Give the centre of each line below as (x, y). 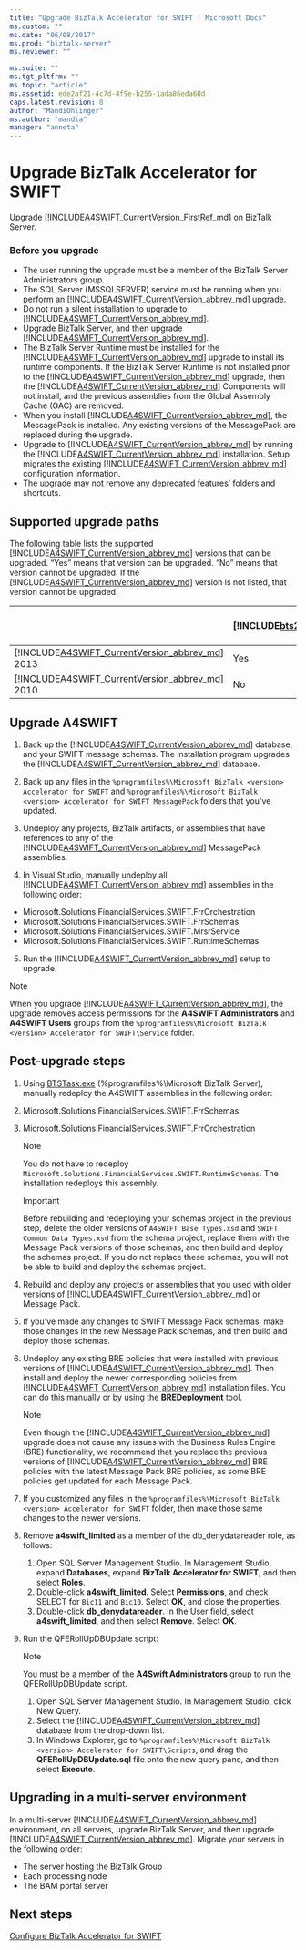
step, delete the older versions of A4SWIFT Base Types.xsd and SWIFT (150, 1227)
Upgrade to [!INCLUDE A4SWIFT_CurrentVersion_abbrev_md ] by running (158, 445)
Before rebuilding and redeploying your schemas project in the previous (157, 1218)
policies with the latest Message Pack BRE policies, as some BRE (144, 1471)
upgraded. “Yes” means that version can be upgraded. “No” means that (143, 563)
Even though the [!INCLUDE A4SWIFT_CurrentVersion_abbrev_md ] (146, 1432)
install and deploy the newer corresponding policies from (130, 1378)
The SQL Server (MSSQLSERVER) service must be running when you (152, 290)
